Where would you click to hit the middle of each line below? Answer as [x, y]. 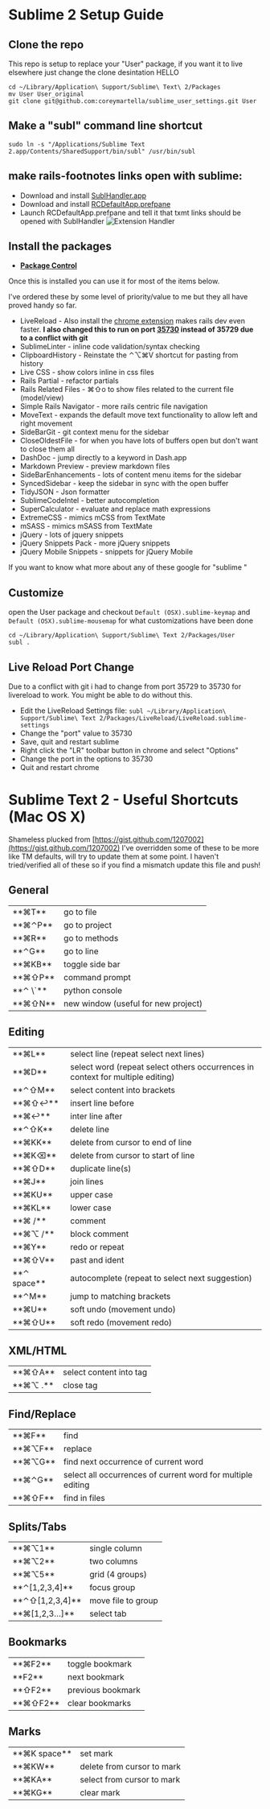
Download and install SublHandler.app [83, 196]
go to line [81, 951]
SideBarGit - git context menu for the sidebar [94, 432]
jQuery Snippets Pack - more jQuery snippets [95, 543]
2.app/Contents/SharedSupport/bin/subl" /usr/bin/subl [102, 151]
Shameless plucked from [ [52, 839]
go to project [88, 925]
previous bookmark [104, 1690]
